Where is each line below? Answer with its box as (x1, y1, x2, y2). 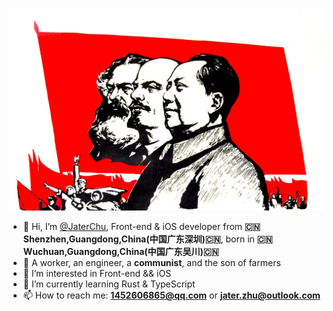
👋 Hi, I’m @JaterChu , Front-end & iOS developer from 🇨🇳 (22, 221, 261, 233)
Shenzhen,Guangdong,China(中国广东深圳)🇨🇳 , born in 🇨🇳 (22, 233, 273, 245)
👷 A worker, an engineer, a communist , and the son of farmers (22, 257, 281, 269)
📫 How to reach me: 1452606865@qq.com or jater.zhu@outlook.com (22, 289, 321, 302)
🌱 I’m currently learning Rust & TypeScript (22, 278, 196, 290)
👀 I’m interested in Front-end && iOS (22, 268, 172, 280)
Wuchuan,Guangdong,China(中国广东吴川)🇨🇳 (22, 246, 220, 258)
